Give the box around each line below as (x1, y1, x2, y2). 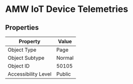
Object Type (7, 46, 36, 53)
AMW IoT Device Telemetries (5, 3, 128, 15)
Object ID (7, 63, 30, 69)
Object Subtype (7, 55, 45, 61)
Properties (5, 23, 39, 32)
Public (56, 71, 71, 78)
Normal (56, 55, 74, 61)
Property (18, 38, 41, 45)
